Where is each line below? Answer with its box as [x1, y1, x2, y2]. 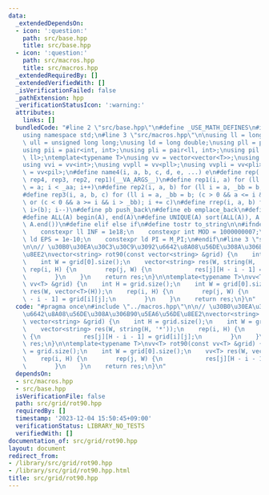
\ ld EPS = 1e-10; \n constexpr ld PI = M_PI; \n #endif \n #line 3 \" [22, 236, 260, 244]
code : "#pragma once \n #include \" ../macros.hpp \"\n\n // [15, 302, 206, 310]
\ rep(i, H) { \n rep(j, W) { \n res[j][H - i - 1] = [22, 266, 263, 274]
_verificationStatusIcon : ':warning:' [15, 101, 146, 109]
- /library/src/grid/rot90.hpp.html [8, 467, 130, 475]
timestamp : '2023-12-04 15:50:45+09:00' [15, 415, 152, 423]
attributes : [15, 109, 56, 117]
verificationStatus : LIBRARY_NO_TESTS [15, 422, 146, 430]
